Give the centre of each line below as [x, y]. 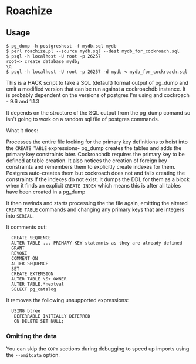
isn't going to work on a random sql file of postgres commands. [83, 119]
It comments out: [26, 227]
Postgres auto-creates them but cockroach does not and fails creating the [96, 173]
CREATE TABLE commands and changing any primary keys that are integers [95, 209]
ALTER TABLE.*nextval [38, 284]
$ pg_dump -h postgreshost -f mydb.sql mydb [61, 46]
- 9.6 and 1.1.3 [23, 101]
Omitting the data [31, 336]
